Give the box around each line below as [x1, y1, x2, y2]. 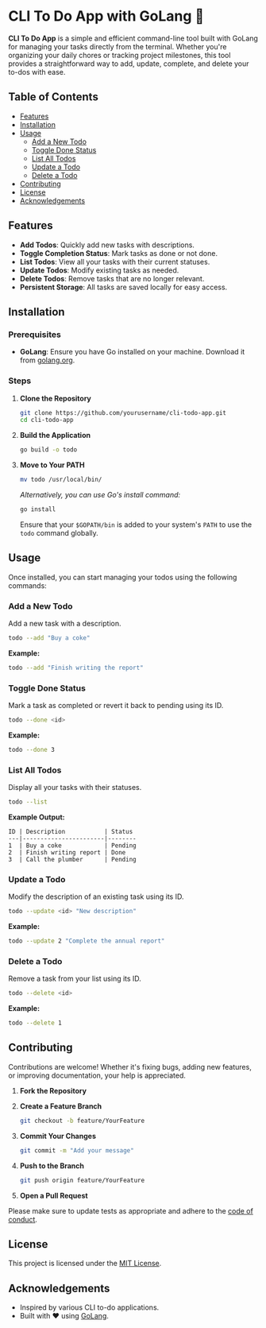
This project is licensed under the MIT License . [8, 1259, 162, 1268]
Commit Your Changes [19, 1131, 97, 1140]
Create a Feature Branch [19, 1101, 102, 1111]
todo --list [8, 798, 48, 806]
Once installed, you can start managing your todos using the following [8, 572, 237, 582]
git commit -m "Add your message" [19, 1146, 134, 1155]
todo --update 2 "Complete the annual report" [8, 937, 165, 945]
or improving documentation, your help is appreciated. [8, 1071, 187, 1080]
